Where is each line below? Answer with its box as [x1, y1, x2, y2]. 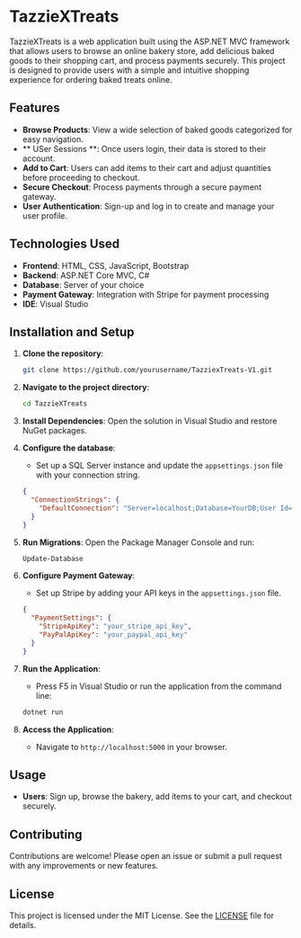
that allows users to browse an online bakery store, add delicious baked [9, 45, 275, 56]
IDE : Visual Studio [22, 299, 89, 309]
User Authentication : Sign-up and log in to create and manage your [22, 201, 275, 211]
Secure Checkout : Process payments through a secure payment [22, 182, 262, 192]
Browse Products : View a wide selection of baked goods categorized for [22, 124, 293, 135]
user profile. [22, 210, 67, 221]
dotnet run [22, 708, 64, 717]
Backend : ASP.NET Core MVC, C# [22, 270, 150, 281]
